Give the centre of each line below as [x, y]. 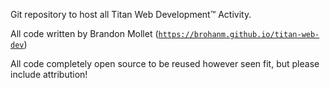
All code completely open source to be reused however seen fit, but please [165, 63]
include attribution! [49, 74]
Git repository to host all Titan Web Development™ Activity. [131, 14]
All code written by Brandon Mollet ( [84, 33]
